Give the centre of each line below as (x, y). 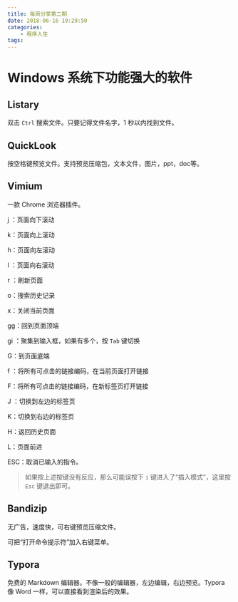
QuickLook (32, 146)
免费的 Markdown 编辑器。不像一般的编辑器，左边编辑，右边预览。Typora (116, 583)
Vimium (25, 186)
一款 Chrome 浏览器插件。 (46, 204)
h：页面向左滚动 (31, 249)
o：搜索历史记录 (31, 295)
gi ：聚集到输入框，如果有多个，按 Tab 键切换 (74, 341)
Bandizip (27, 509)
